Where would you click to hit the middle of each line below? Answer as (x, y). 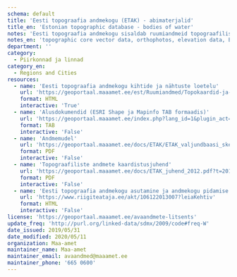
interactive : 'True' (50, 106)
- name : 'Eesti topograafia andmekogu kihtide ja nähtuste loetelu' (116, 86)
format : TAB (37, 125)
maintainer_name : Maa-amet (47, 250)
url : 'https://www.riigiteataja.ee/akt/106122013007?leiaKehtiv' (118, 197)
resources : (23, 79)
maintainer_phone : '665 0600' (52, 263)
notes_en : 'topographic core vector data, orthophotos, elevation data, (116, 40)
